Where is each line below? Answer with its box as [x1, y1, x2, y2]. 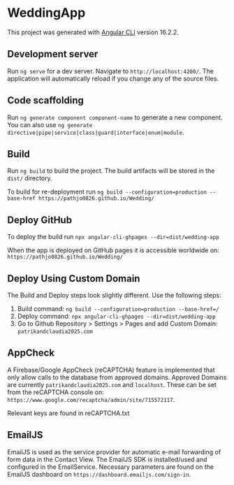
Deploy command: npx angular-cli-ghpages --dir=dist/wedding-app [17, 312, 216, 320]
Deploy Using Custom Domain [7, 273, 140, 284]
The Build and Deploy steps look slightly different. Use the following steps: [7, 291, 221, 299]
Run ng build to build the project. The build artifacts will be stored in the [7, 166, 215, 175]
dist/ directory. [7, 174, 52, 182]
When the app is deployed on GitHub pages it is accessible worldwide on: [7, 246, 220, 254]
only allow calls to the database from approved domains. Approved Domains [7, 372, 227, 382]
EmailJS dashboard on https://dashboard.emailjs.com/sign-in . [7, 470, 191, 478]
